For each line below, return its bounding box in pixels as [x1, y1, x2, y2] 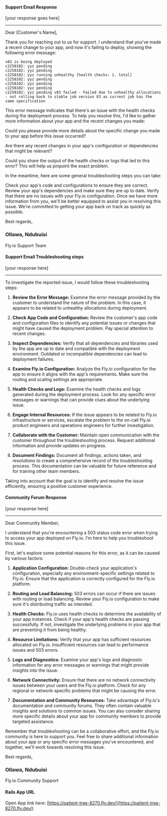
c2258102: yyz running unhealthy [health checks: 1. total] [5, 72, 133, 77]
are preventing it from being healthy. [12, 627, 87, 633]
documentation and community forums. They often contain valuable [12, 702, 152, 709]
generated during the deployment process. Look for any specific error [12, 391, 156, 397]
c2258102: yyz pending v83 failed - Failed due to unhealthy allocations [5, 90, 162, 95]
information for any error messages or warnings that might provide [12, 662, 149, 668]
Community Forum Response [5, 494, 67, 500]
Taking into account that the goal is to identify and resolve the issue [5, 477, 144, 484]
